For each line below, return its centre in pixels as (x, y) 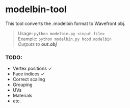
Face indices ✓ (29, 74)
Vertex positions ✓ (32, 69)
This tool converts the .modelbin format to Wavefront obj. (66, 23)
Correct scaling (29, 79)
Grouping (22, 85)
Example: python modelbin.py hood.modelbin (65, 39)
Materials (22, 96)
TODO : (14, 57)
